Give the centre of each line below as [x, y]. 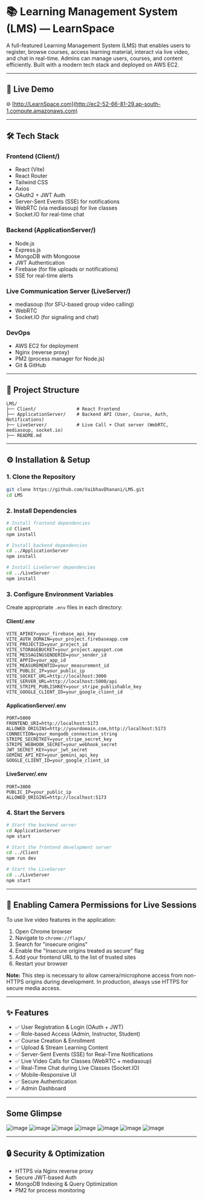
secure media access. [34, 988]
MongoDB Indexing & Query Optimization [66, 1184]
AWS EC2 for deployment [47, 346]
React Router [31, 176]
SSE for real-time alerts [44, 275]
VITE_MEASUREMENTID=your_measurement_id [58, 666]
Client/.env [21, 621]
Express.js [28, 250]
